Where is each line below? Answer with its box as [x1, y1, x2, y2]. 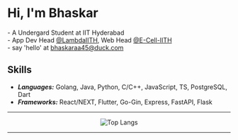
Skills [7, 64, 32, 76]
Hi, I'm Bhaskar [7, 5, 98, 21]
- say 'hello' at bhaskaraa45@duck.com [7, 43, 124, 52]
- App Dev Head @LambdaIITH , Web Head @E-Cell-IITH [7, 35, 172, 44]
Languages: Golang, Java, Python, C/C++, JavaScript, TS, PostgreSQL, [17, 83, 228, 91]
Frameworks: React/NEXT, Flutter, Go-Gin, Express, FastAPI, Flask [17, 98, 212, 106]
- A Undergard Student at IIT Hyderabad [7, 28, 125, 37]
